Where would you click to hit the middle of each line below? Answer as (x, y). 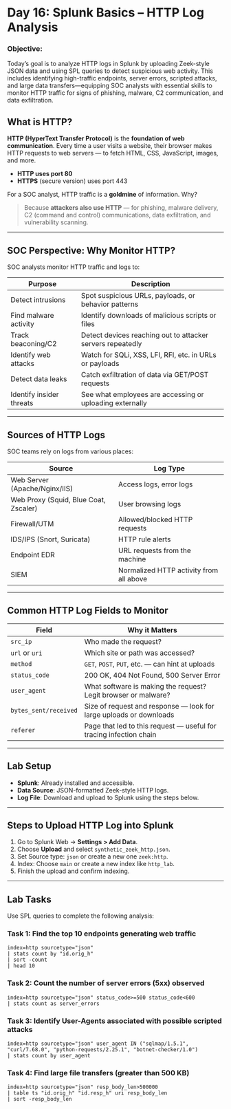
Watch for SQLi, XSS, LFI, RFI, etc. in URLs (149, 355)
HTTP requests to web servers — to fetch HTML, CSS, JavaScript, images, (113, 153)
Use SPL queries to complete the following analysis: (81, 916)
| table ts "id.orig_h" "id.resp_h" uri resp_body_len (87, 1093)
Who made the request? (123, 641)
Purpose (43, 284)
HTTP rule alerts (144, 539)
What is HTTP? (40, 122)
